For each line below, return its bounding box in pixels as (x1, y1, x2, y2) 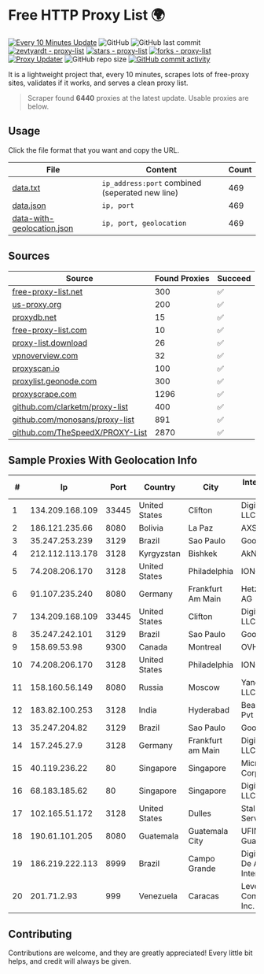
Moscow (188, 682, 220, 693)
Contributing (8, 927, 72, 941)
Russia (138, 682, 163, 693)
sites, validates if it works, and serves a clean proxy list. (8, 78, 189, 87)
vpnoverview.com (12, 350, 79, 361)
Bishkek (188, 548, 218, 559)
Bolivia (138, 523, 163, 534)
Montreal (188, 642, 222, 653)
